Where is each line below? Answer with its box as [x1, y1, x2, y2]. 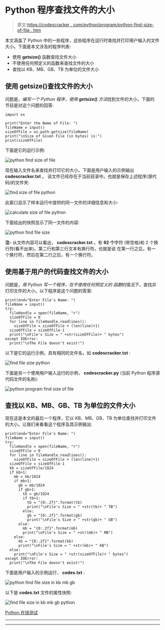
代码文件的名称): [5, 376, 38, 382]
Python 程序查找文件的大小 [5, 4, 115, 16]
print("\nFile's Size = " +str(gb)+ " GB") [27, 517, 118, 522]
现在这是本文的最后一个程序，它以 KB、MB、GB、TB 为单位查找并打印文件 [5, 415, 157, 421]
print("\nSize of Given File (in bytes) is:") [5, 133, 102, 138]
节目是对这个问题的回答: [5, 102, 54, 108]
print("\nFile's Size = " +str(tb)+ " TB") [27, 504, 118, 509]
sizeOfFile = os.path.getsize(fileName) [5, 129, 89, 134]
